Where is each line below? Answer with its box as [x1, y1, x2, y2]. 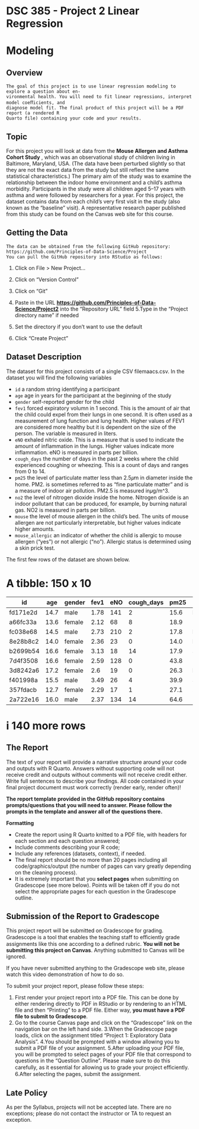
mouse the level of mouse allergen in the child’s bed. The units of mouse [14, 513, 189, 520]
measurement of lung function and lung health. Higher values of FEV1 [14, 417, 185, 424]
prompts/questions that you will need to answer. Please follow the [6, 801, 172, 808]
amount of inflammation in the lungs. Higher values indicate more [14, 442, 175, 450]
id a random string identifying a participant [14, 385, 120, 393]
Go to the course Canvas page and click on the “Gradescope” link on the [14, 1019, 192, 1027]
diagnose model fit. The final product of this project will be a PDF [6, 105, 184, 111]
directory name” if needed [14, 311, 79, 319]
